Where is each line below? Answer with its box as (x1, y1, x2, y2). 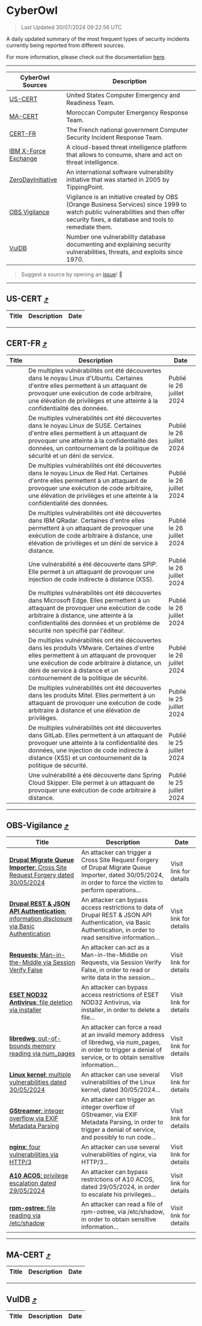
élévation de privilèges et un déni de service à (28, 539, 158, 547)
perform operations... (81, 886, 141, 894)
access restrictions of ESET (81, 991, 159, 999)
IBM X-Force (9, 146, 46, 155)
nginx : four (9, 1143, 41, 1151)
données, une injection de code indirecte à (28, 746, 148, 754)
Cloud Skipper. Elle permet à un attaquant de (28, 778, 155, 787)
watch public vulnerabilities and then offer (66, 207, 185, 216)
